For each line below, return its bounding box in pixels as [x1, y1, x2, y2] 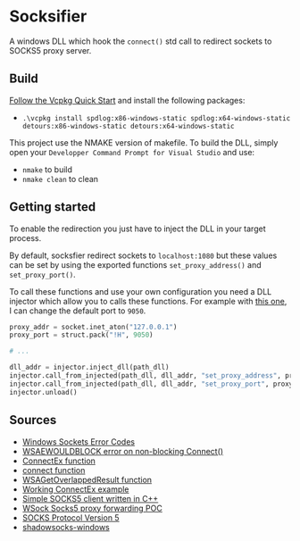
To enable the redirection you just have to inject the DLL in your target [9, 223, 266, 234]
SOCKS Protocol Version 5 [21, 512, 120, 523]
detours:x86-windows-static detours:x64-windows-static [21, 121, 235, 130]
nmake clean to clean [21, 173, 99, 184]
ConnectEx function [21, 455, 96, 466]
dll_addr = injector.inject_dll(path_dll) [9, 363, 170, 372]
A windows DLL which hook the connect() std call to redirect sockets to [9, 36, 272, 46]
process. [9, 232, 42, 243]
